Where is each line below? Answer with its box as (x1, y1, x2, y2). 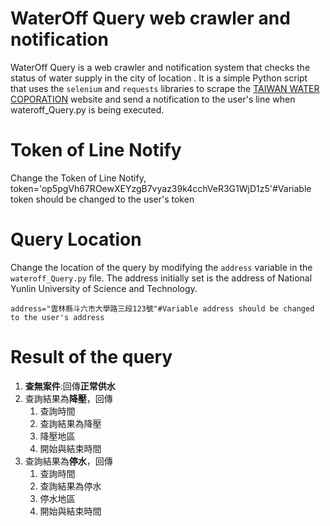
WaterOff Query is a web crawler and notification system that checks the (10, 61, 311, 73)
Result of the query (10, 346, 173, 368)
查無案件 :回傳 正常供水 (24, 380, 116, 392)
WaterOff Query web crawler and (10, 7, 291, 30)
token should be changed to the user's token (10, 193, 195, 205)
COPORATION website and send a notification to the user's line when (10, 93, 296, 105)
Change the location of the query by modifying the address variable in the (10, 261, 313, 273)
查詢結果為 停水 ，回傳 (24, 455, 113, 467)
